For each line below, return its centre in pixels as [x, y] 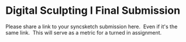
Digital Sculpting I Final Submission [93, 11]
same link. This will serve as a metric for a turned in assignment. [84, 32]
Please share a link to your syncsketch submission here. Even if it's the [92, 26]
